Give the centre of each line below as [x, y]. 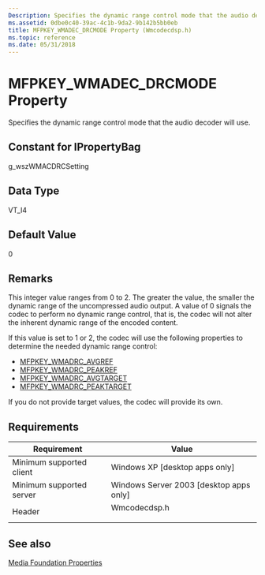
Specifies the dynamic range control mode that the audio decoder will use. [129, 122]
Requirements [43, 427]
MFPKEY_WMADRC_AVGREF [66, 362]
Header [26, 512]
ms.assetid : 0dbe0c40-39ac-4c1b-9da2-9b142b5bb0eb [93, 23]
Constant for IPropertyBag [75, 147]
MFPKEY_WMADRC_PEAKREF [69, 370]
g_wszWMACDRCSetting [49, 166]
